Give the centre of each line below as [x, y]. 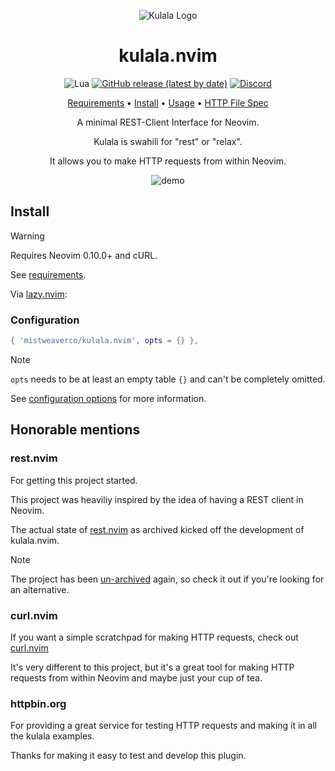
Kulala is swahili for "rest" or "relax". [168, 141]
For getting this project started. [74, 480]
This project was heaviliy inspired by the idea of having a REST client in [157, 499]
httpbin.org [38, 703]
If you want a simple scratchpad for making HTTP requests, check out [154, 637]
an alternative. [40, 589]
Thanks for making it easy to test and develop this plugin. [128, 756]
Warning [27, 236]
